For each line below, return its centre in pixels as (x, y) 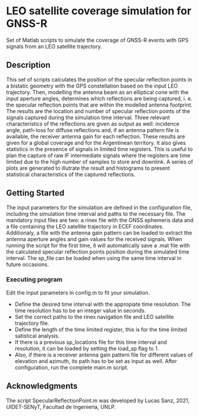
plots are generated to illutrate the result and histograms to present (88, 168)
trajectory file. (32, 323)
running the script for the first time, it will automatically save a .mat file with (98, 245)
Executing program (34, 280)
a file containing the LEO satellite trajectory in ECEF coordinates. (85, 226)
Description (28, 65)
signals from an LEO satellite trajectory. (54, 46)
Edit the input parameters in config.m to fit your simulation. (78, 292)
